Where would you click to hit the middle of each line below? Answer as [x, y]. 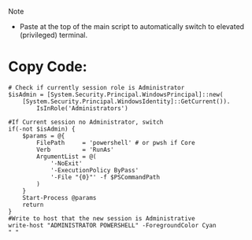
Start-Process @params [59, 198]
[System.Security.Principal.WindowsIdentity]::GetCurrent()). [126, 102]
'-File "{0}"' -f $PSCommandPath [105, 177]
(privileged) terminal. [54, 35]
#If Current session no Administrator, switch [86, 122]
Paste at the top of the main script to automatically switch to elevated [132, 26]
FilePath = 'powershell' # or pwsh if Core [116, 142]
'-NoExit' [66, 163]
